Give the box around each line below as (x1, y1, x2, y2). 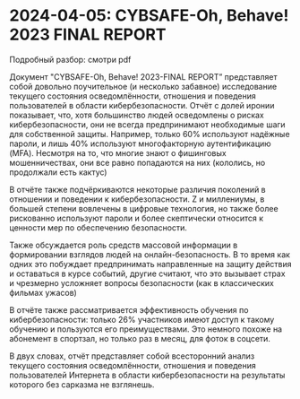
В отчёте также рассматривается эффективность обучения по (9, 304, 249, 315)
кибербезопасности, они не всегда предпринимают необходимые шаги (9, 118, 286, 130)
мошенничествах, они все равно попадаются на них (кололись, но (9, 157, 266, 168)
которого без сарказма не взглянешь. (9, 378, 155, 390)
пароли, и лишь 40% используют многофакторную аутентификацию (9, 138, 271, 149)
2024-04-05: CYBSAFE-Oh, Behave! (9, 5, 289, 26)
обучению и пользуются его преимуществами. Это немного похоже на (9, 324, 283, 334)
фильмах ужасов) (9, 287, 78, 298)
